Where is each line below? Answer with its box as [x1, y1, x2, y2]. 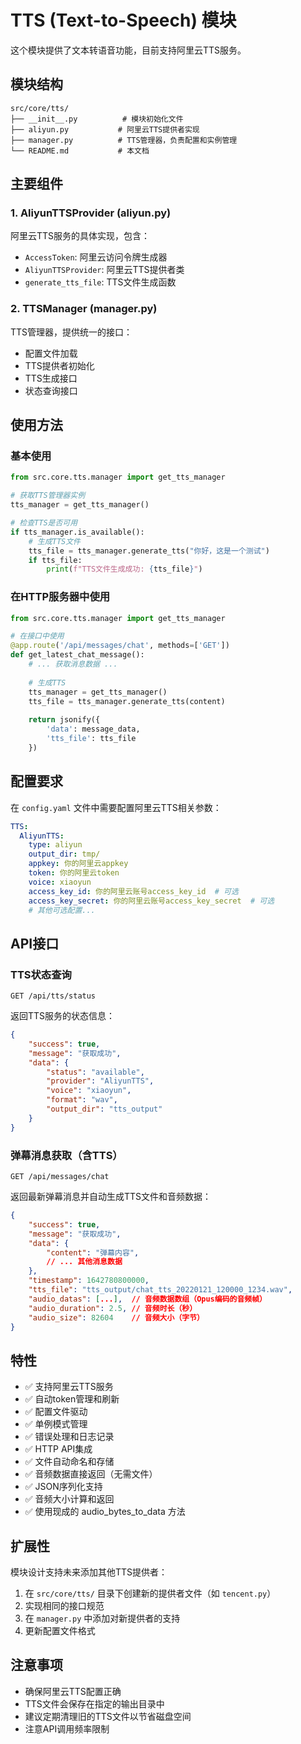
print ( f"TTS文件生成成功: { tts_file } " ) [46, 564, 203, 575]
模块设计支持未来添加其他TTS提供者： [10, 1566, 168, 1578]
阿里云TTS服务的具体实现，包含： [10, 230, 151, 242]
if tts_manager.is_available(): [10, 527, 145, 537]
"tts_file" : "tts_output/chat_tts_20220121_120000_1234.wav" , [28, 1285, 293, 1295]
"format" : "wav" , [46, 1095, 118, 1105]
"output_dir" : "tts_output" [46, 1104, 163, 1115]
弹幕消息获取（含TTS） [10, 1148, 123, 1162]
